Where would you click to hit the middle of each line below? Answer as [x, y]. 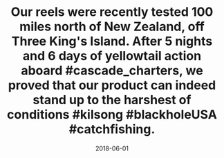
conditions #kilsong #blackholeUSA [112, 115]
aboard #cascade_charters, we [112, 71]
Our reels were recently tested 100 [112, 12]
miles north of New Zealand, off [112, 27]
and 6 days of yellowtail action [112, 56]
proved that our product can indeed [112, 85]
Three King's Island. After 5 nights [112, 41]
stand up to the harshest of [112, 100]
